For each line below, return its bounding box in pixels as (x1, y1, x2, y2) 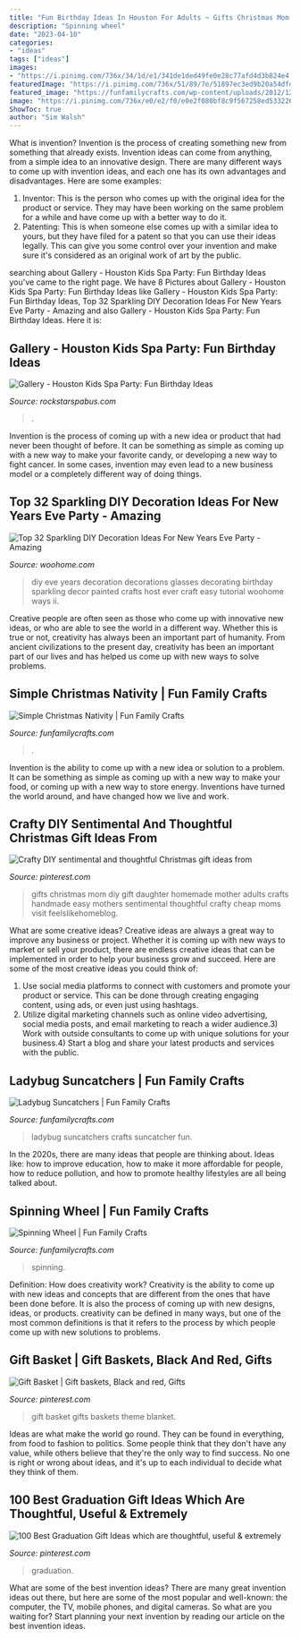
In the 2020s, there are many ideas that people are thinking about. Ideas (9, 1149, 275, 1160)
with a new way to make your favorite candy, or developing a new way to (9, 449, 278, 460)
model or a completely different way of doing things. (9, 468, 203, 479)
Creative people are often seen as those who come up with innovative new (9, 612, 284, 623)
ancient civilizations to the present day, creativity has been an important (9, 641, 274, 652)
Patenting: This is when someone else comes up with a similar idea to (21, 221, 279, 233)
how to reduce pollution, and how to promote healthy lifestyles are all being (9, 1168, 287, 1179)
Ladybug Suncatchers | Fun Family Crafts (9, 1073, 246, 1088)
